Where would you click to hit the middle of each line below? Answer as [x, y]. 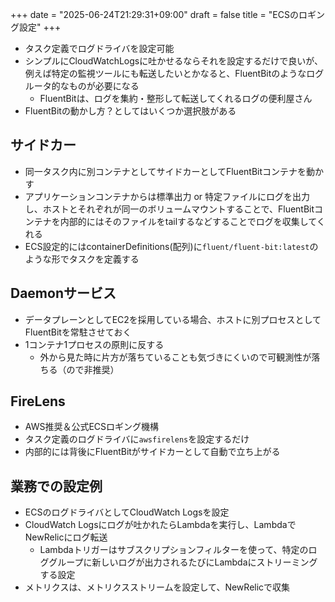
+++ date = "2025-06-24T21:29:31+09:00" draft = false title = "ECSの [154, 14]
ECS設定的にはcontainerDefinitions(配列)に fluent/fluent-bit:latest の [171, 246]
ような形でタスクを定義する [82, 259]
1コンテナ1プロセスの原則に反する [94, 344]
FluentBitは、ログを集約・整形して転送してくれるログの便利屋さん [176, 98]
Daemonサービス [63, 293]
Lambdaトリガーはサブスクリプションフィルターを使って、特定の [174, 550]
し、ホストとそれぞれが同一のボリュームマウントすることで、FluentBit [169, 209]
